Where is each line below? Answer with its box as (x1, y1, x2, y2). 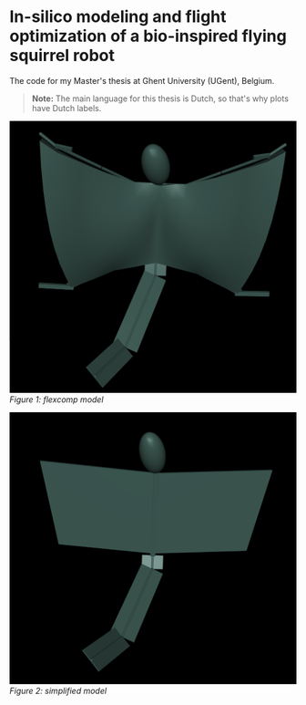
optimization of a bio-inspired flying (9, 26, 287, 47)
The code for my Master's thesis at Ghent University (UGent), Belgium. (9, 75, 275, 86)
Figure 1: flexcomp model (9, 394, 104, 405)
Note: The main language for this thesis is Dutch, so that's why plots (31, 93, 290, 104)
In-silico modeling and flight (9, 6, 227, 27)
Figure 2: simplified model (9, 685, 107, 696)
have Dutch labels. (31, 102, 102, 113)
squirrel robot (9, 46, 116, 66)
